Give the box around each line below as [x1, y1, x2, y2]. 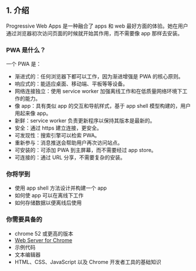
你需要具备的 [6, 216, 43, 224]
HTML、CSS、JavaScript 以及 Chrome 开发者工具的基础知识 [14, 258, 161, 265]
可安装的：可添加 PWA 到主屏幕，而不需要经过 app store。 [14, 147, 157, 154]
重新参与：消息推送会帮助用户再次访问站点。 [14, 139, 123, 146]
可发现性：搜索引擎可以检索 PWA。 [14, 132, 100, 139]
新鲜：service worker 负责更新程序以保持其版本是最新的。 [14, 117, 156, 124]
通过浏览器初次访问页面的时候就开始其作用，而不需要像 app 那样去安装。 [6, 29, 183, 37]
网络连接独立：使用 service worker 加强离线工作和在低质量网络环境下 [14, 88, 183, 95]
